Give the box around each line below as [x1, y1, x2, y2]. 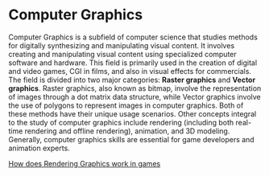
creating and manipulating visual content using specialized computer [8, 49, 238, 59]
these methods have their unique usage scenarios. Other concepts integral [8, 108, 257, 118]
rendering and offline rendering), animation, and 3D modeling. [24, 126, 230, 136]
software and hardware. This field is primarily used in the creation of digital [8, 58, 258, 68]
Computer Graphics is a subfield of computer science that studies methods [8, 32, 258, 42]
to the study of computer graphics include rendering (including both [8, 117, 234, 127]
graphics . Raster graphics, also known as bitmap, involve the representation [8, 83, 262, 93]
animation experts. [8, 143, 70, 153]
